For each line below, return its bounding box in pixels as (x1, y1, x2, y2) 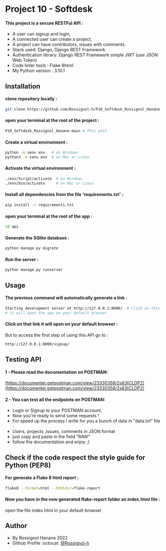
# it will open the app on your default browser (5, 310, 107, 315)
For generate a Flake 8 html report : (5, 475, 79, 481)
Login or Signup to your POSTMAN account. (12, 407, 102, 413)
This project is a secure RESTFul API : (5, 20, 83, 26)
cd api (5, 224, 19, 229)
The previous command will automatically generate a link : (5, 295, 127, 301)
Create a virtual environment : (5, 139, 68, 145)
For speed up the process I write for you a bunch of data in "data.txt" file (12, 418, 161, 424)
